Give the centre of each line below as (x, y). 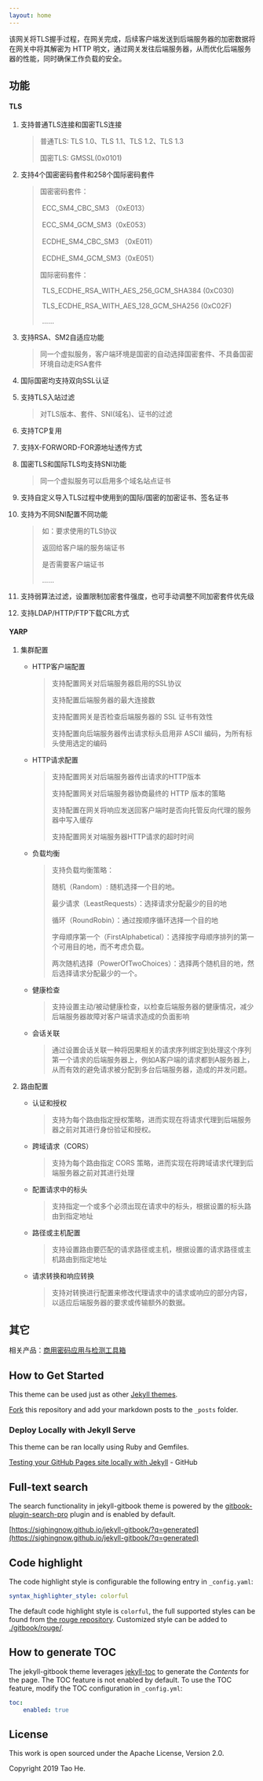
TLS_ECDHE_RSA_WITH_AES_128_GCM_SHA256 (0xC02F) (137, 306)
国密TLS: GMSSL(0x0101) (81, 158)
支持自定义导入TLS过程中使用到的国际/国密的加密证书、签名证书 (124, 498)
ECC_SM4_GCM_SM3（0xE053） (96, 225)
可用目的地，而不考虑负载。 (103, 947)
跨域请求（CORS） (62, 1146)
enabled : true (46, 1710)
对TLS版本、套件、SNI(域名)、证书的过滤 (106, 414)
